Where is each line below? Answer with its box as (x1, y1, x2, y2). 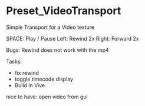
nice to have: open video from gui (6, 93, 88, 100)
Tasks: (6, 58, 22, 65)
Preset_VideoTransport (6, 4, 121, 18)
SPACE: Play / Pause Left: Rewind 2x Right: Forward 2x (6, 35, 140, 42)
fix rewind (14, 69, 39, 76)
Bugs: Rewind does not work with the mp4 (6, 46, 109, 54)
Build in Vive (14, 81, 45, 89)
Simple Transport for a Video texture (6, 24, 95, 31)
